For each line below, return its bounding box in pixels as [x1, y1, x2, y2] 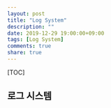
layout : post [7, 10, 45, 17]
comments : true [7, 43, 52, 49]
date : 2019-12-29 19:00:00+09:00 [7, 29, 105, 37]
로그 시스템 [7, 90, 52, 102]
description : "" [7, 23, 54, 30]
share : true [7, 49, 42, 56]
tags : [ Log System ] [7, 36, 64, 43]
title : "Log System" [7, 17, 68, 24]
